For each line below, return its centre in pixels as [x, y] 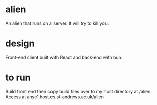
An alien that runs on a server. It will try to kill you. [57, 23]
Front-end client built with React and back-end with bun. [64, 57]
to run [18, 78]
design [20, 43]
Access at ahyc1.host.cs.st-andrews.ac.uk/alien [55, 97]
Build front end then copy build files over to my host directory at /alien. [79, 91]
